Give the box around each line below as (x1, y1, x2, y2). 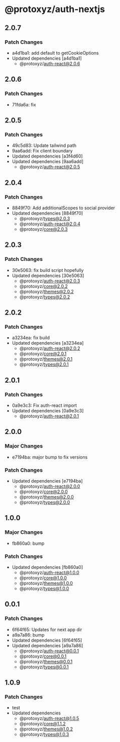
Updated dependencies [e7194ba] (12, 478, 83, 484)
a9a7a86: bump (12, 632, 45, 638)
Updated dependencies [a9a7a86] (12, 642, 83, 648)
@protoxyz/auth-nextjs (5, 4, 105, 15)
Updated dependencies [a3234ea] (12, 340, 84, 346)
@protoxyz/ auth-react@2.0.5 (19, 164, 80, 170)
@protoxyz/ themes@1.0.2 (19, 726, 73, 732)
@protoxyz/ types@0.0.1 (19, 664, 69, 670)
